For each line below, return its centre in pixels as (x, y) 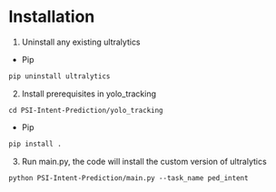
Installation (52, 17)
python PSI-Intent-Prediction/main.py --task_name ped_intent (128, 178)
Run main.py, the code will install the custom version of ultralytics (144, 161)
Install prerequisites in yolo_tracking (89, 94)
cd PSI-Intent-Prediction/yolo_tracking (86, 110)
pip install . (35, 144)
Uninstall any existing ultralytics (81, 42)
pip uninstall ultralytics (59, 76)
